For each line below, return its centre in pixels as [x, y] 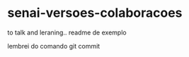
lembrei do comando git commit [54, 46]
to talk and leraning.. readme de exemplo [67, 32]
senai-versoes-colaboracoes [95, 13]
